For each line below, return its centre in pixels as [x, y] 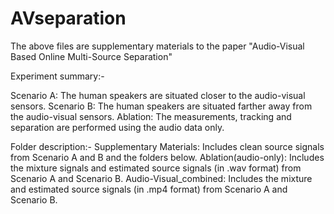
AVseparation [68, 18]
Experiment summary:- [57, 76]
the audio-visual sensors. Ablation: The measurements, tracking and [151, 116]
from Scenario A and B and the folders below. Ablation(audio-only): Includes [167, 157]
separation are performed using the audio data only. [117, 127]
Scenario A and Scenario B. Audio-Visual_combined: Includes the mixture [161, 178]
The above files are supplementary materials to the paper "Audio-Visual [157, 46]
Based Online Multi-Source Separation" [91, 56]
